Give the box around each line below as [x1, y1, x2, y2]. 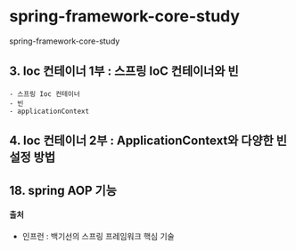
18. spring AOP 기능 [9, 182, 118, 198]
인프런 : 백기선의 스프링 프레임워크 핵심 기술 [21, 230, 176, 241]
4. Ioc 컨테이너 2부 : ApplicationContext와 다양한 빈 [9, 133, 288, 149]
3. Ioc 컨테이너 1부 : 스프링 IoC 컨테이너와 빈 [9, 64, 239, 79]
